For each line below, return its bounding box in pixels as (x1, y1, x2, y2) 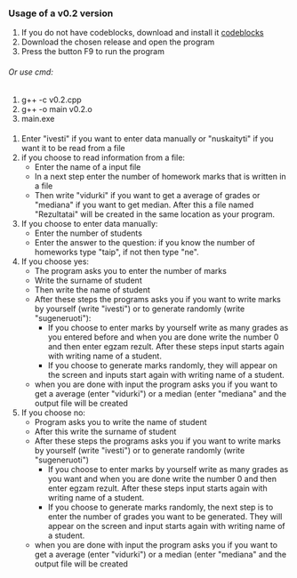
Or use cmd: (8, 66, 54, 77)
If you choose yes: (20, 256, 90, 267)
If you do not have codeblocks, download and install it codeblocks (20, 28, 264, 38)
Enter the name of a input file (34, 162, 141, 173)
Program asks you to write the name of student (34, 417, 207, 428)
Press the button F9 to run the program (20, 46, 165, 57)
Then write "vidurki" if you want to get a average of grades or (34, 190, 261, 201)
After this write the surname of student (34, 426, 177, 438)
